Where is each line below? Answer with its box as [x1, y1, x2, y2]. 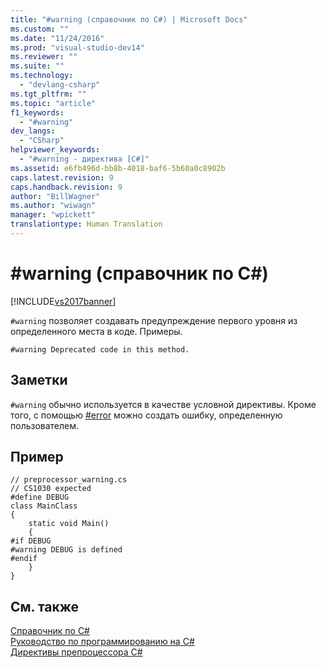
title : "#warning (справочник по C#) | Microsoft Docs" [10, 14, 248, 25]
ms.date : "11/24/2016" [10, 33, 105, 43]
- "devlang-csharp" [19, 80, 101, 90]
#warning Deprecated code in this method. [10, 344, 190, 355]
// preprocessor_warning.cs [10, 475, 128, 485]
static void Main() [28, 519, 110, 529]
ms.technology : [10, 71, 74, 81]
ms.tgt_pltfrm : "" [10, 89, 87, 99]
